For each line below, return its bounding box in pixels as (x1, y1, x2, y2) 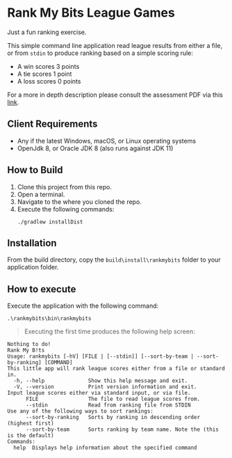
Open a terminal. (17, 190, 65, 198)
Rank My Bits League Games (7, 5, 175, 21)
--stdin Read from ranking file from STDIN (25, 402, 191, 409)
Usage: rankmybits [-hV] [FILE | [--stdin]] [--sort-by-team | (7, 353, 194, 360)
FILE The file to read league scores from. (25, 395, 200, 403)
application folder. (7, 263, 59, 271)
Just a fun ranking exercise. (7, 28, 87, 36)
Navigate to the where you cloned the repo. (17, 197, 142, 206)
